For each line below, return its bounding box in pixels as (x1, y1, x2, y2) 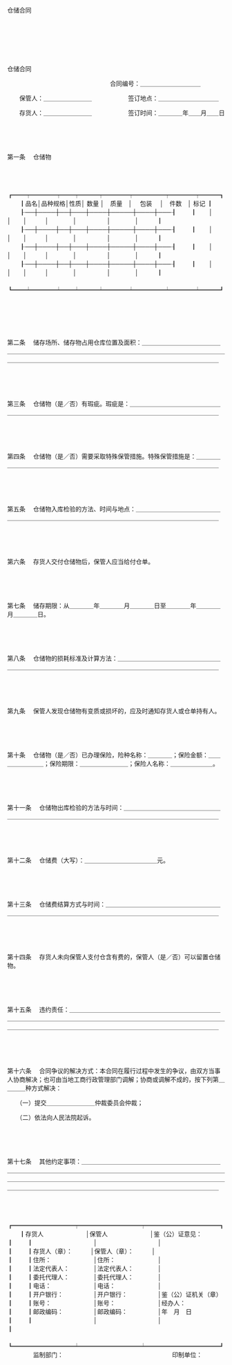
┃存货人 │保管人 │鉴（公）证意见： (19, 1230, 202, 1238)
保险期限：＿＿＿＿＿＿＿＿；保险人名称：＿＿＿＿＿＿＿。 (49, 759, 219, 768)
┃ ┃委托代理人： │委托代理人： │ (7, 1273, 162, 1281)
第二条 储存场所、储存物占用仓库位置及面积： (7, 338, 142, 347)
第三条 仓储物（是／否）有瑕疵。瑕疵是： (7, 400, 130, 407)
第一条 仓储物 (7, 153, 52, 161)
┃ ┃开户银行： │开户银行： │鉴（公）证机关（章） (7, 1290, 220, 1298)
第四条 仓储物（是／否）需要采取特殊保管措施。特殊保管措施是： (7, 452, 197, 461)
